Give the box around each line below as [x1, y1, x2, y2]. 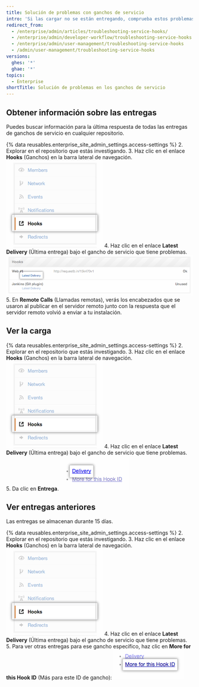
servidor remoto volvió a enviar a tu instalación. [6, 309, 122, 316]
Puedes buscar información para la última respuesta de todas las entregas [6, 123, 188, 130]
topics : [6, 72, 25, 78]
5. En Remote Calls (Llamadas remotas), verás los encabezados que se [6, 296, 181, 303]
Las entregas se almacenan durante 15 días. [6, 518, 114, 525]
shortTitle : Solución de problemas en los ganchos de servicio [6, 85, 166, 91]
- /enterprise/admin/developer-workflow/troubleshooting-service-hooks [11, 34, 192, 41]
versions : [6, 53, 31, 59]
